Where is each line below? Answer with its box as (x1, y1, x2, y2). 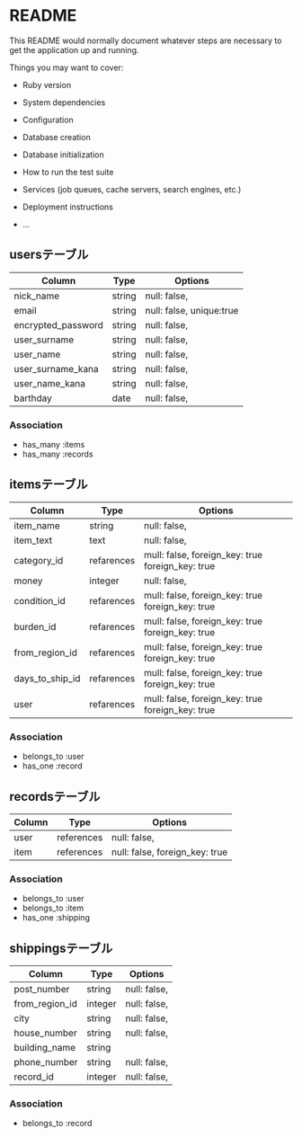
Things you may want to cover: (9, 62, 124, 73)
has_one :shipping (22, 912, 90, 923)
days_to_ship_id (13, 671, 81, 684)
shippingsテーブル (9, 940, 113, 955)
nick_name (13, 289, 60, 302)
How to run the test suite (22, 166, 114, 177)
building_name (13, 1042, 76, 1054)
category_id (13, 554, 64, 566)
